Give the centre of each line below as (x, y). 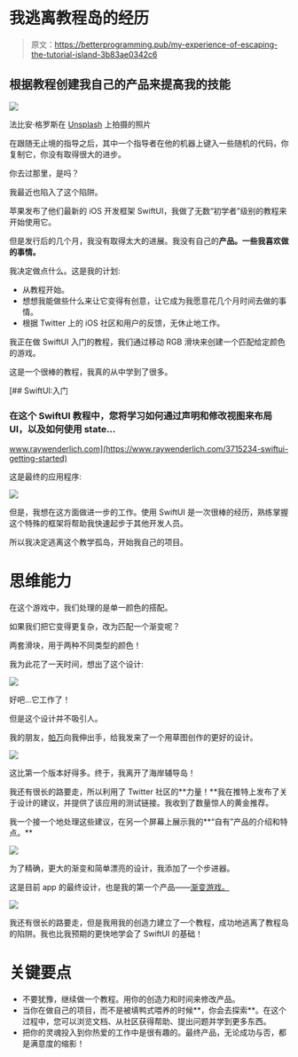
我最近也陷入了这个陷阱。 (56, 192)
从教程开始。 (45, 289)
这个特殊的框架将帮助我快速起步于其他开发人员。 (98, 524)
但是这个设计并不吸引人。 (56, 718)
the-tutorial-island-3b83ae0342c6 (94, 54)
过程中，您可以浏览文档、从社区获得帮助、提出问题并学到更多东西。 (146, 1021)
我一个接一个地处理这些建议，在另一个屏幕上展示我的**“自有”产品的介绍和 (145, 821)
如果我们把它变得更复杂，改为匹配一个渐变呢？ (94, 626)
